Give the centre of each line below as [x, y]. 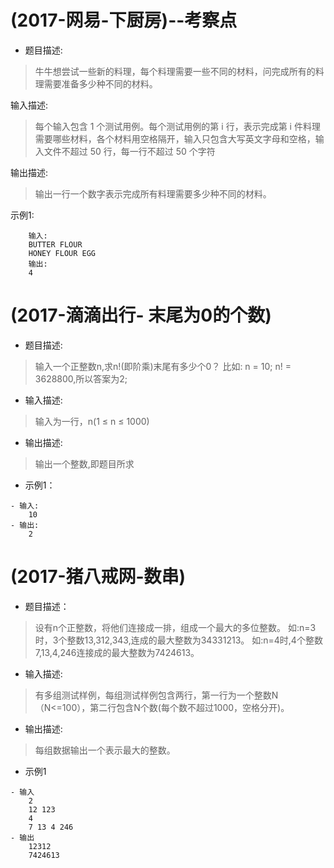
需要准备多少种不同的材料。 [100, 83]
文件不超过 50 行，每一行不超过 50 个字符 [129, 151]
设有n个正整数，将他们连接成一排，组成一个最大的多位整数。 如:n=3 [175, 627]
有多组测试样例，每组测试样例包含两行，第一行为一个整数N [156, 695]
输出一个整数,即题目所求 [84, 463]
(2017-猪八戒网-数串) [98, 577]
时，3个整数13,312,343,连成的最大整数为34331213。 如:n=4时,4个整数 [178, 640]
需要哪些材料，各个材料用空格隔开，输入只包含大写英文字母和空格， [175, 138]
